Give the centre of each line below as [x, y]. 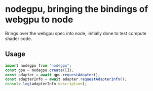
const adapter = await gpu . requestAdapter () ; [53, 75]
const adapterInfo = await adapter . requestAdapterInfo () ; [66, 79]
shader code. [19, 39]
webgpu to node [39, 20]
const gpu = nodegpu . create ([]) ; [39, 70]
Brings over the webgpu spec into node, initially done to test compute [76, 33]
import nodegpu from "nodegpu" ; [38, 65]
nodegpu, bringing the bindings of [76, 9]
